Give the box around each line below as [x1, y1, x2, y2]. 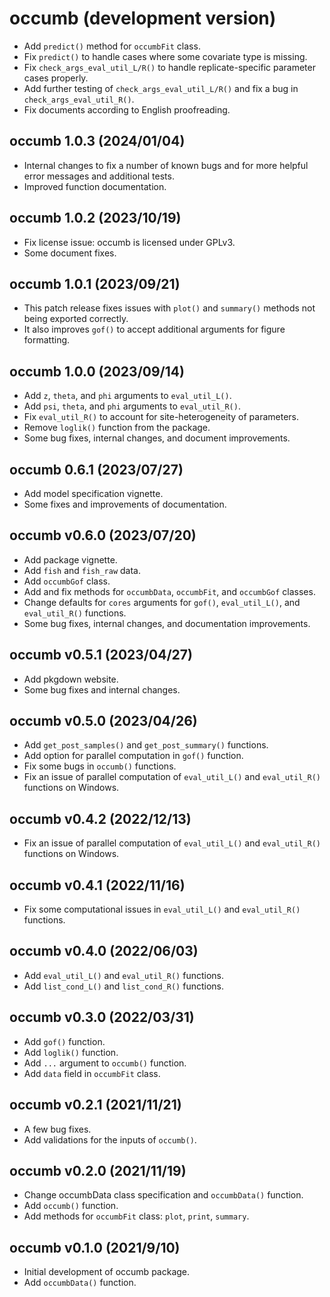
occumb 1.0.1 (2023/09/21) [9, 275, 181, 292]
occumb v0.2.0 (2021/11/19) [9, 1162, 187, 1179]
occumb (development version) [9, 7, 277, 30]
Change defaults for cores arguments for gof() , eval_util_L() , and [23, 596, 301, 608]
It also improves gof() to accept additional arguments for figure [23, 323, 286, 336]
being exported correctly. [23, 313, 129, 325]
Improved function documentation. [23, 180, 167, 192]
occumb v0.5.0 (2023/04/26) [9, 713, 198, 730]
